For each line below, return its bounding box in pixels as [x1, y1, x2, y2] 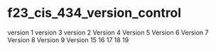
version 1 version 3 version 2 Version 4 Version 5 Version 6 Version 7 [7, 28, 209, 37]
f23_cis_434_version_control [7, 5, 182, 21]
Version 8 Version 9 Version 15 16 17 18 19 [7, 35, 129, 44]
